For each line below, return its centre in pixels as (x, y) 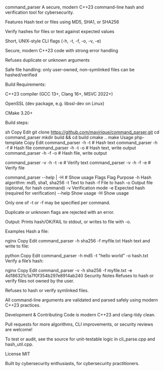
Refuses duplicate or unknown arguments (48, 60)
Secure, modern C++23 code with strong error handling (62, 51)
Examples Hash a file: (27, 231)
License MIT (18, 354)
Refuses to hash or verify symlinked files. (47, 290)
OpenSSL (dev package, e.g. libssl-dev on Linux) (55, 103)
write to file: (17, 246)
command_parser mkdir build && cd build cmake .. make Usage (69, 137)
